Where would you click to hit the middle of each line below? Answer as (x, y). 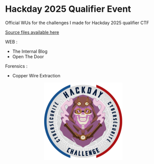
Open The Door (28, 56)
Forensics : (16, 66)
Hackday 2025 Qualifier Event (68, 9)
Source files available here (32, 32)
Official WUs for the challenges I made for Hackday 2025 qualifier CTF (77, 23)
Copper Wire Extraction (36, 75)
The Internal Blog (30, 51)
